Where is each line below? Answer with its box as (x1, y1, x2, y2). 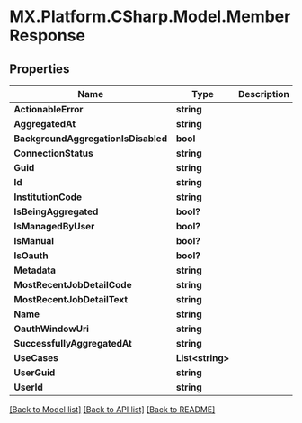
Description (237, 88, 289, 100)
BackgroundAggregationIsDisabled (13, 132, 168, 145)
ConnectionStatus (13, 147, 93, 159)
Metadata (13, 264, 57, 276)
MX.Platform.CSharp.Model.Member (9, 6, 291, 27)
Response (9, 25, 86, 46)
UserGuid (13, 366, 56, 379)
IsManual (13, 235, 55, 247)
